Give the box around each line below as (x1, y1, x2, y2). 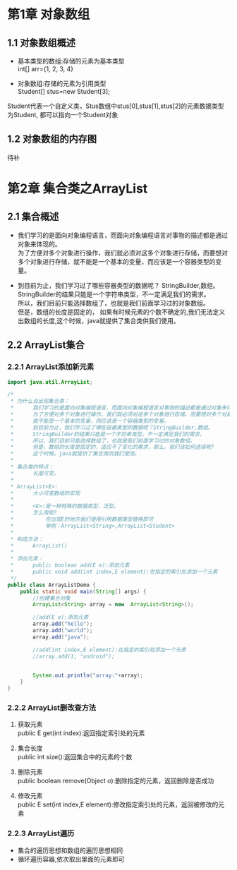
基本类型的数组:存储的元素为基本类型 (17, 57, 125, 65)
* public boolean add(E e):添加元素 (10, 562, 130, 569)
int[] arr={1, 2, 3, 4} (17, 65, 74, 73)
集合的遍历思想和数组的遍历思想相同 (17, 846, 123, 854)
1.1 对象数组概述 (7, 37, 76, 49)
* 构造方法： (10, 536, 44, 543)
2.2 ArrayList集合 (7, 339, 85, 351)
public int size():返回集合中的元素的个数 (17, 753, 133, 761)
